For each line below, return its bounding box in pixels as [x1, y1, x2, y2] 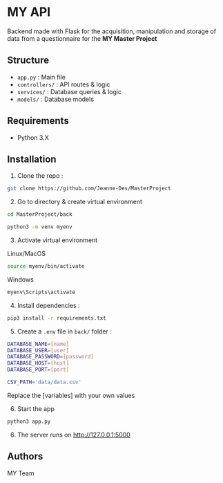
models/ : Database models [17, 95, 95, 103]
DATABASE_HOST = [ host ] [7, 360, 70, 367]
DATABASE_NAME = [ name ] [7, 340, 70, 347]
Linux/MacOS [7, 250, 46, 257]
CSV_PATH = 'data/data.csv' [7, 379, 81, 385]
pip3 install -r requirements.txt [7, 314, 107, 322]
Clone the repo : [17, 172, 64, 180]
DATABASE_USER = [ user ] [7, 347, 70, 354]
